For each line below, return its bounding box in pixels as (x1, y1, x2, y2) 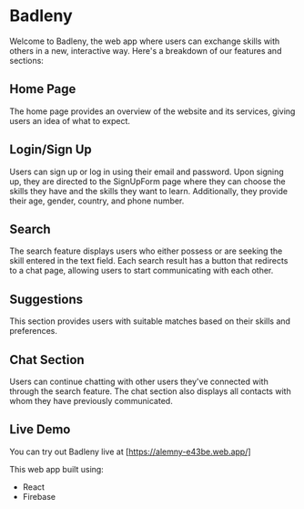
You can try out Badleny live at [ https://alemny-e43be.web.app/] (9, 446, 252, 457)
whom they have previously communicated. (9, 396, 173, 406)
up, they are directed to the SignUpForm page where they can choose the (9, 175, 287, 187)
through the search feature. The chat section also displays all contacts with (9, 386, 291, 397)
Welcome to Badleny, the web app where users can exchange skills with (9, 36, 280, 47)
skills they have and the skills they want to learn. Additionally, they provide (9, 185, 289, 196)
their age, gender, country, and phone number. (9, 195, 185, 206)
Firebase (22, 491, 56, 502)
